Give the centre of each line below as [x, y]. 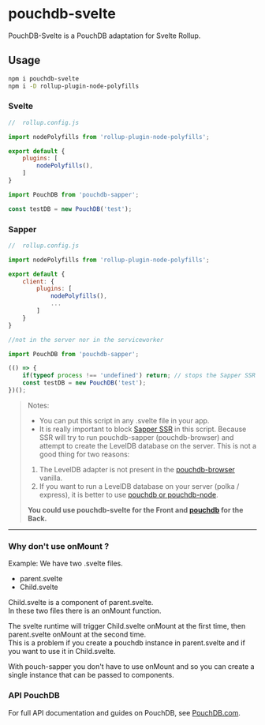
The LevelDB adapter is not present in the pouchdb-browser [137, 469]
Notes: [38, 405]
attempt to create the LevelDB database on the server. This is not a [148, 445]
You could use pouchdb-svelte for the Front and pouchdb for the [135, 509]
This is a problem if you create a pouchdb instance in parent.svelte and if [127, 643]
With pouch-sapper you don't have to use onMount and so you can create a [131, 667]
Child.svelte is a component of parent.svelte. [81, 603]
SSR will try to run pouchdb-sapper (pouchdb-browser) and [136, 437]
